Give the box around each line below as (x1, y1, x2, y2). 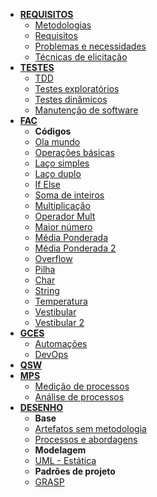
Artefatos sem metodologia (34, 423, 147, 434)
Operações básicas (34, 147, 115, 158)
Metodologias (34, 19, 92, 31)
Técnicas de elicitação (34, 51, 128, 63)
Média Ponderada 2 (34, 242, 117, 254)
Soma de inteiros (34, 189, 105, 201)
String (34, 285, 60, 296)
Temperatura (34, 295, 88, 307)
